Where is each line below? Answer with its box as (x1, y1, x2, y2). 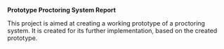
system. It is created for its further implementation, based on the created (7, 27, 218, 35)
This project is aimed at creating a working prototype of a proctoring (7, 19, 206, 27)
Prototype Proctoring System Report (7, 6, 116, 14)
